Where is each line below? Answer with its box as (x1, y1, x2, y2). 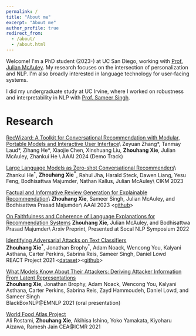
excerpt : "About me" (6, 19, 57, 25)
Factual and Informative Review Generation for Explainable (6, 189, 148, 196)
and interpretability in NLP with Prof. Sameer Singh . (6, 94, 130, 101)
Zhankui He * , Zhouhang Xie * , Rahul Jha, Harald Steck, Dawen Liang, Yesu (6, 170, 187, 178)
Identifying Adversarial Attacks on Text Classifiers (6, 237, 127, 244)
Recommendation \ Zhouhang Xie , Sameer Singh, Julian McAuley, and (6, 195, 175, 202)
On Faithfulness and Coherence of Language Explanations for (6, 213, 156, 220)
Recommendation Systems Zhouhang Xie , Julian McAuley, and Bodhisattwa (6, 219, 191, 227)
